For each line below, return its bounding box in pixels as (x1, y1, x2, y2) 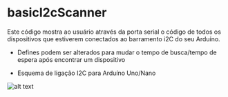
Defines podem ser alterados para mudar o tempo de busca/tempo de (17, 48, 217, 56)
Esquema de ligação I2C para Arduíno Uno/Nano (17, 69, 156, 77)
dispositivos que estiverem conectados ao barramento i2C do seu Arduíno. (7, 34, 220, 43)
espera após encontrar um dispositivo (17, 55, 126, 63)
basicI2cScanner (7, 5, 107, 21)
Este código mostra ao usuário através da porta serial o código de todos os (7, 28, 221, 36)
